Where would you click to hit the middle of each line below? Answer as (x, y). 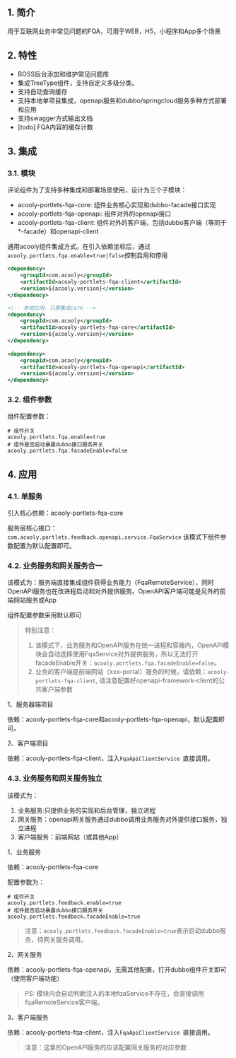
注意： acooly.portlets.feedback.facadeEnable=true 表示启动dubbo (122, 930)
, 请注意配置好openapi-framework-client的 (157, 680)
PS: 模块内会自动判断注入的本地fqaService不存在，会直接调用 (114, 993)
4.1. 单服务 (25, 496)
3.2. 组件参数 (30, 400)
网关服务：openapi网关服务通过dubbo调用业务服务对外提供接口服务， (119, 819)
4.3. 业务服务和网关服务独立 (55, 779)
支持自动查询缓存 (42, 91)
